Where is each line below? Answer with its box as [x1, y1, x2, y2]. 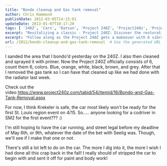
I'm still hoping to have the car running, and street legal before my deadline [5, 124, 159, 130]
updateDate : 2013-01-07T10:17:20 [5, 21, 75, 26]
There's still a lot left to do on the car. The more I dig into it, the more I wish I [5, 145, 161, 151]
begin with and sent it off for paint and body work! [5, 155, 108, 161]
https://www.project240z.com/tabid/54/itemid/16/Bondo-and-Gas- [17, 89, 155, 95]
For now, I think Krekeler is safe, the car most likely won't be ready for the [5, 104, 156, 110]
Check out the [5, 84, 34, 90]
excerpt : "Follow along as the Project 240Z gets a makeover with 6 [5, 35, 150, 40]
